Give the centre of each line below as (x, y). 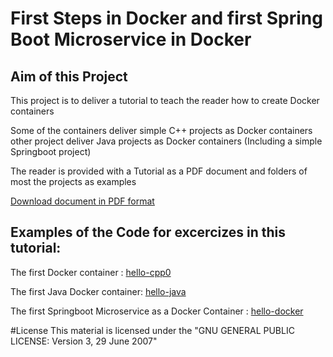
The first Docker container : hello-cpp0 (91, 272)
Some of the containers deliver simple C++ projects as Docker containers (161, 130)
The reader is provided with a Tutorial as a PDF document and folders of (159, 171)
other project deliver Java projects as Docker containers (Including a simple (166, 141)
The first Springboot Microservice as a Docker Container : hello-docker (157, 311)
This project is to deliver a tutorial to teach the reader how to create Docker (165, 100)
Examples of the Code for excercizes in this (148, 232)
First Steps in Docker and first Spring (166, 18)
